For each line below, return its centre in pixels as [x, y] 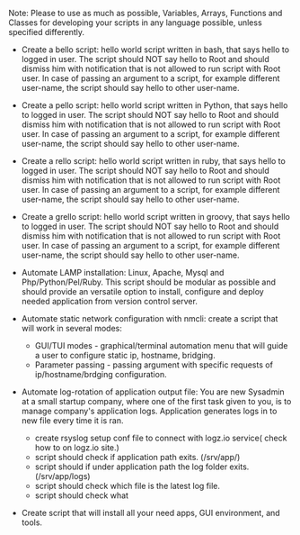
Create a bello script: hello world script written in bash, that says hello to [155, 50]
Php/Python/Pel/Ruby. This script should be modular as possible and [148, 282]
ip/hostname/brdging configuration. [101, 374]
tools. [31, 522]
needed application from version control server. [110, 301]
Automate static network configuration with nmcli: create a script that [150, 318]
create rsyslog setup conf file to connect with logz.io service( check [161, 438]
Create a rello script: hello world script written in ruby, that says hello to [154, 161]
